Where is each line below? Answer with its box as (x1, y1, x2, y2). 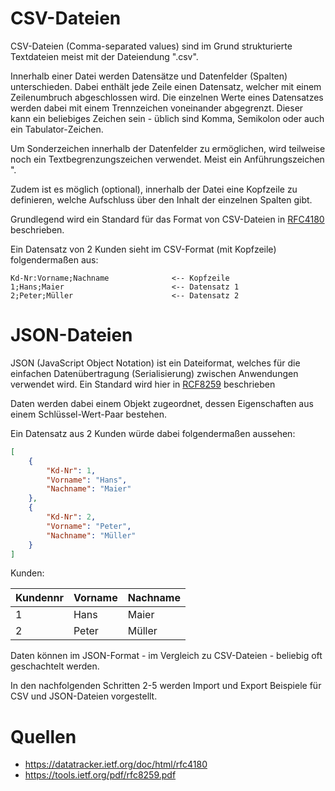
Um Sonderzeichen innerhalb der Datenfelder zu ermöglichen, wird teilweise (10, 142, 326, 154)
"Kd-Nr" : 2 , (46, 512, 97, 522)
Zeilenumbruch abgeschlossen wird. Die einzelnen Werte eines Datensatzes (10, 91, 324, 103)
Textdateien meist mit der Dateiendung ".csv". (10, 50, 199, 62)
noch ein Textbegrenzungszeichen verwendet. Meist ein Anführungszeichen (10, 153, 325, 165)
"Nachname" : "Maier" (46, 484, 132, 494)
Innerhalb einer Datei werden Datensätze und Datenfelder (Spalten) (10, 70, 288, 82)
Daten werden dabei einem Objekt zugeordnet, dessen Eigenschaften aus (10, 397, 314, 409)
